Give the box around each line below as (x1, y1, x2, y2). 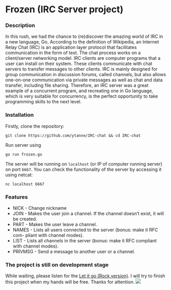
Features (5, 193, 28, 200)
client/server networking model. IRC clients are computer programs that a (5, 55, 161, 61)
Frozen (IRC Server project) (5, 4, 124, 15)
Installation (5, 111, 34, 119)
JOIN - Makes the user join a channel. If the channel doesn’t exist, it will (12, 211, 164, 217)
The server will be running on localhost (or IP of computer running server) (5, 161, 163, 167)
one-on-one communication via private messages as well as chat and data (5, 77, 163, 83)
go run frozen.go (5, 152, 42, 157)
